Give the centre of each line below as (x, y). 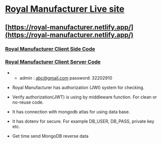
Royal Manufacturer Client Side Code (50, 49)
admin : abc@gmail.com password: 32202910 (66, 78)
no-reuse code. (28, 102)
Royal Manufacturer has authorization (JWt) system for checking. (78, 87)
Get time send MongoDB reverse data (50, 136)
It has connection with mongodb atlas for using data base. (71, 112)
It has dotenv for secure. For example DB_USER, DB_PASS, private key (83, 121)
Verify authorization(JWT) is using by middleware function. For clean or (84, 97)
